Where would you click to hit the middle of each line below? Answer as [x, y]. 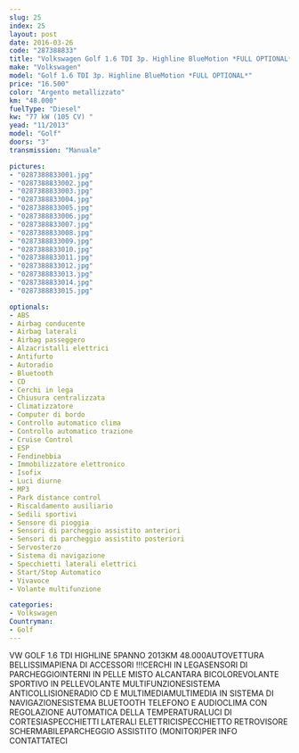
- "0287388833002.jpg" [51, 183]
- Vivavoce [29, 581]
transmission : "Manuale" [55, 150]
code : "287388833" [43, 51]
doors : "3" [29, 142]
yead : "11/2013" [39, 126]
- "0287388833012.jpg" [51, 266]
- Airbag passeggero [48, 340]
